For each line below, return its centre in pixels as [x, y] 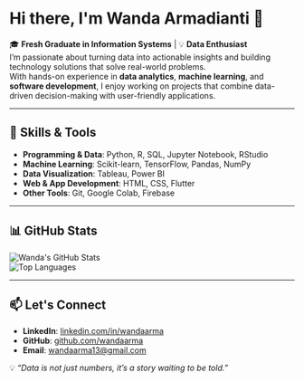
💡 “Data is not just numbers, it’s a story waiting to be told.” [119, 368]
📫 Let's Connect [58, 305]
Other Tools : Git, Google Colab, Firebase [98, 193]
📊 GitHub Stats [53, 231]
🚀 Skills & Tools [53, 133]
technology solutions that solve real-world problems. [108, 66]
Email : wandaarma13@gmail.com [84, 350]
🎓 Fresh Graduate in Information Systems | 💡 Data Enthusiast [128, 43]
